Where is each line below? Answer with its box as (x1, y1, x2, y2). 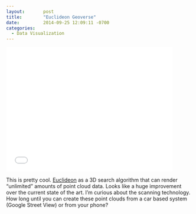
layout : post (6, 8, 54, 15)
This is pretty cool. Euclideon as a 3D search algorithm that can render (6, 176, 178, 183)
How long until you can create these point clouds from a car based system (6, 195, 188, 202)
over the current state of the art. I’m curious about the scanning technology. (6, 189, 191, 196)
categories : (6, 25, 35, 31)
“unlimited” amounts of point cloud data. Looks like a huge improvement (6, 183, 182, 190)
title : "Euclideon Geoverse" (6, 14, 96, 20)
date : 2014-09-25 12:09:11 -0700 (6, 19, 110, 25)
